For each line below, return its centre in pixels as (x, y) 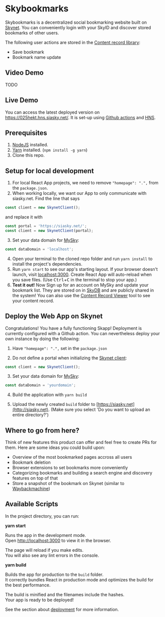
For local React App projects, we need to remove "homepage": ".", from (85, 183)
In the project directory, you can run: (42, 516)
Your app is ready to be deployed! (39, 600)
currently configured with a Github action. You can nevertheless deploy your (82, 333)
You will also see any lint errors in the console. (52, 555)
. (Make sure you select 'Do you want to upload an (99, 410)
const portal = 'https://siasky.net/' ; (46, 226)
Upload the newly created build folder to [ (55, 404)
